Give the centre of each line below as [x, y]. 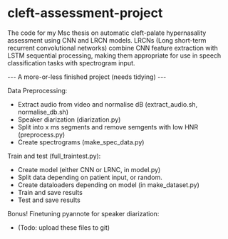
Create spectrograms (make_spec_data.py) [81, 142]
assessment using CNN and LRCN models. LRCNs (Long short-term [107, 40]
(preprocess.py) [41, 134]
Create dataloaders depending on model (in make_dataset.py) [108, 185]
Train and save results [50, 192]
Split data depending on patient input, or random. [90, 177]
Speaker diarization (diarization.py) [69, 119]
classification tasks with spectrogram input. [71, 63]
